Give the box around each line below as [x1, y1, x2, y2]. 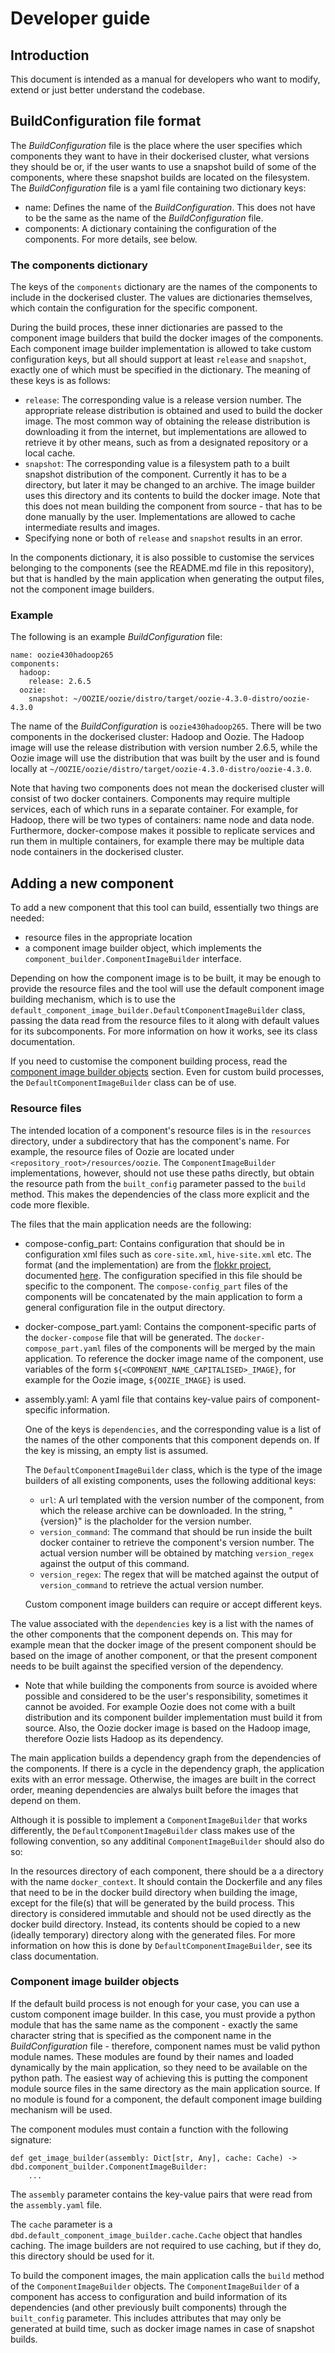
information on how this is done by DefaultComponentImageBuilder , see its [10, 1939, 313, 1951]
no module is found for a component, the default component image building [10, 2093, 323, 2105]
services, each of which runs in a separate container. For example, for [10, 803, 299, 816]
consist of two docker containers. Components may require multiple [10, 793, 291, 805]
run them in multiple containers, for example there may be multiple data [10, 835, 305, 847]
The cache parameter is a [10, 2218, 113, 2230]
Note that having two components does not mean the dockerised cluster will [10, 782, 325, 794]
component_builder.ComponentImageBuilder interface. [24, 953, 242, 965]
